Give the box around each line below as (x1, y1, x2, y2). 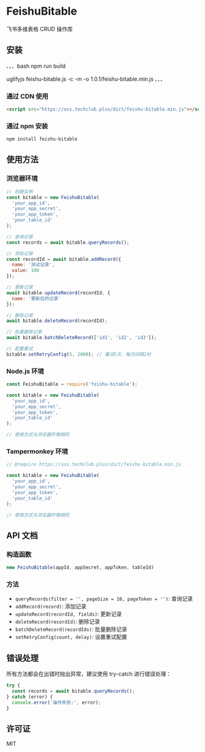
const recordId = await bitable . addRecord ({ (6, 256, 121, 262)
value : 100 (12, 268, 40, 274)
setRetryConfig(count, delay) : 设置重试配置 (15, 633, 128, 641)
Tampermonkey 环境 (6, 447, 68, 456)
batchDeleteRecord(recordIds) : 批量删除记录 (15, 626, 128, 633)
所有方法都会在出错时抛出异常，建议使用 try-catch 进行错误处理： (6, 670, 172, 677)
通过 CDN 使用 (6, 92, 49, 100)
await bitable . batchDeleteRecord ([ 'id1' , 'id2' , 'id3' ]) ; (6, 335, 157, 341)
